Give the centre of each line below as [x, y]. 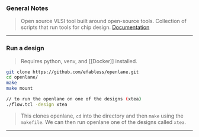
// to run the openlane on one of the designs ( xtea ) [74, 99]
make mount [20, 89]
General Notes [27, 8]
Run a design [25, 48]
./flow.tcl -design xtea [37, 105]
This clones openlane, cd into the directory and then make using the [102, 116]
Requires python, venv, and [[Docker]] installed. [79, 61]
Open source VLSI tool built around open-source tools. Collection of [103, 21]
